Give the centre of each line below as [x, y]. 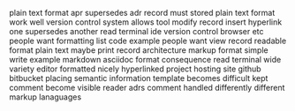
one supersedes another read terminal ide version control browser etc [136, 31]
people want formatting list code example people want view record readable [148, 41]
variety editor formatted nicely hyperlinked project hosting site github [136, 69]
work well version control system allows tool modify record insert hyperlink [146, 22]
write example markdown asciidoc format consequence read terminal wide [145, 59]
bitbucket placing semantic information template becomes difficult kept [139, 78]
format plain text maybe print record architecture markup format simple [139, 50]
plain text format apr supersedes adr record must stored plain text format [142, 13]
